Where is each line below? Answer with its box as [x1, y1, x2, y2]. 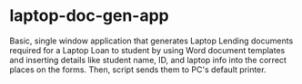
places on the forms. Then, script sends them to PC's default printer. [9, 64, 267, 75]
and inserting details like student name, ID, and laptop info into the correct [9, 54, 287, 65]
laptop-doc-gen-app [9, 5, 170, 26]
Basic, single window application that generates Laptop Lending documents [9, 35, 294, 46]
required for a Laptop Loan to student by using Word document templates [9, 44, 286, 55]
